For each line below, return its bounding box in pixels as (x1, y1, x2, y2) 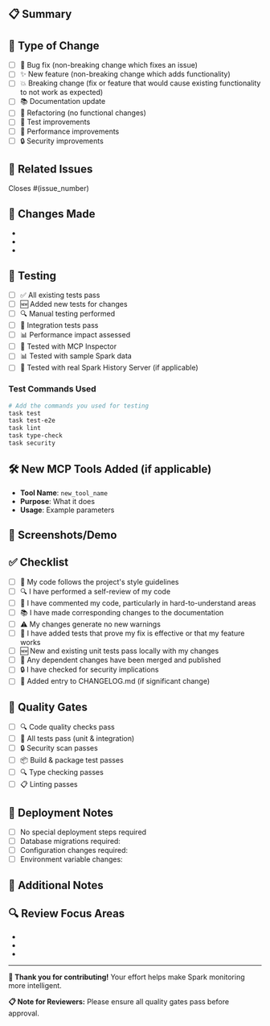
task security (8, 439, 56, 447)
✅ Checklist (8, 556, 69, 569)
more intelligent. (8, 981, 62, 991)
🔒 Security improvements (19, 136, 104, 146)
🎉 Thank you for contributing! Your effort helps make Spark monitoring (8, 972, 245, 982)
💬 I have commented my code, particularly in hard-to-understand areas (19, 598, 256, 607)
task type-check (8, 432, 63, 440)
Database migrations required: (19, 837, 121, 846)
